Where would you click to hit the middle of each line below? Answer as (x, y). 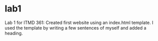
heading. (14, 33)
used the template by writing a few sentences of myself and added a (75, 27)
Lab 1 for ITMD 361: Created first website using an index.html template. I (79, 22)
